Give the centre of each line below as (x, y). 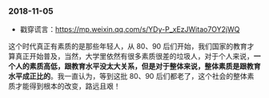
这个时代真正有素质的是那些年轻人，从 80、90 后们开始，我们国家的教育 (128, 46)
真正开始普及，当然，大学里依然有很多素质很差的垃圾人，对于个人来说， (134, 57)
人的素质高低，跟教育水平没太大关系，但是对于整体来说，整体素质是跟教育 (138, 66)
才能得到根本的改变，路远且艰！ (68, 86)
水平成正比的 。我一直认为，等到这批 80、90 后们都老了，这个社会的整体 (128, 76)
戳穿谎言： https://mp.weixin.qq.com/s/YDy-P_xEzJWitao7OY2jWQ (130, 29)
